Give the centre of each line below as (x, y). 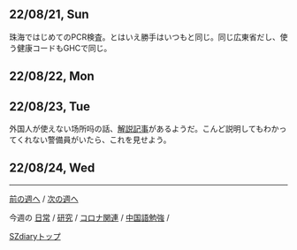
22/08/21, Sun (49, 15)
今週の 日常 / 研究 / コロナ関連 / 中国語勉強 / (89, 217)
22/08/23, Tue (50, 106)
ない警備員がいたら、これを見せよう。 (102, 140)
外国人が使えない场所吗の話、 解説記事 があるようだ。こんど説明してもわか (145, 129)
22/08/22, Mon (52, 76)
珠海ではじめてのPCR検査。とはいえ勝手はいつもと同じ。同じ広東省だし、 (145, 37)
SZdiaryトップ (35, 236)
